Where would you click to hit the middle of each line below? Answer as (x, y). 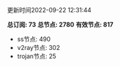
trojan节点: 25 (37, 56)
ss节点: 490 (34, 39)
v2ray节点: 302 (38, 48)
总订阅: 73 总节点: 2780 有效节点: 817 (60, 25)
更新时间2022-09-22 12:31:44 (49, 10)
